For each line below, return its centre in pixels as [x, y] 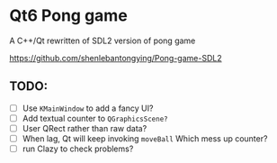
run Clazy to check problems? [78, 149]
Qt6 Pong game [68, 16]
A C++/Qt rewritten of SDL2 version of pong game [103, 41]
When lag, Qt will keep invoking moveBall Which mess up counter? [145, 138]
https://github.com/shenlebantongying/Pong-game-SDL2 [116, 58]
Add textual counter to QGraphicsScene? [95, 118]
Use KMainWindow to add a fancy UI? [88, 108]
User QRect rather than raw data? [85, 128]
